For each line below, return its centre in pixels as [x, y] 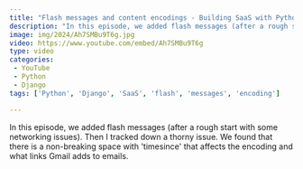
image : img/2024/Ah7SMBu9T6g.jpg [72, 34]
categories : [32, 60]
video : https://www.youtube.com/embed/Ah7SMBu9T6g [106, 43]
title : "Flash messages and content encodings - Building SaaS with [141, 18]
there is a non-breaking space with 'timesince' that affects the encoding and [151, 146]
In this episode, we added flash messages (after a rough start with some [143, 127]
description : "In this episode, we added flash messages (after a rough [149, 26]
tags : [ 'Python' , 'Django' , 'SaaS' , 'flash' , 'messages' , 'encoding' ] [145, 93]
